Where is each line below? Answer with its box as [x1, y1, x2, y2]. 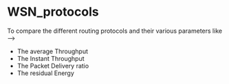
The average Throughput [17, 47, 88, 55]
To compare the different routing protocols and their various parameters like [7, 27, 222, 35]
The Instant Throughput [17, 54, 85, 62]
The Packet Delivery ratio [17, 61, 89, 70]
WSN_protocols [7, 4, 99, 20]
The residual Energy [17, 69, 74, 77]
